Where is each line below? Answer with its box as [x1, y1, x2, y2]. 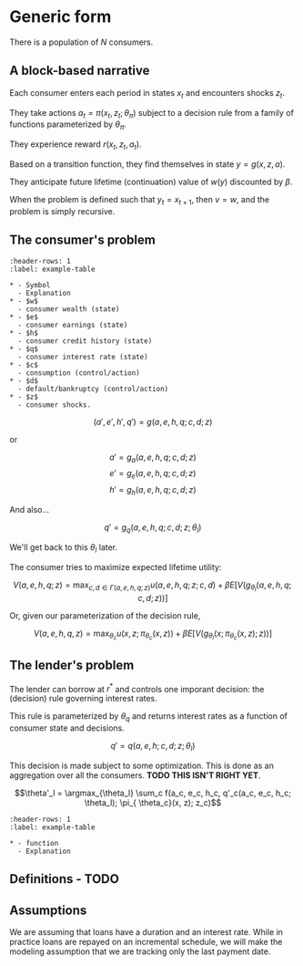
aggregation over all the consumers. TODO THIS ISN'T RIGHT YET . [9, 769, 261, 781]
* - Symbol [9, 280, 51, 289]
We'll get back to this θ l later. [9, 541, 118, 555]
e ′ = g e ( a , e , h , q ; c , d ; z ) [109, 468, 197, 481]
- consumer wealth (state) [17, 304, 120, 314]
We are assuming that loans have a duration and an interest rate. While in [9, 927, 284, 938]
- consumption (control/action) [17, 368, 141, 378]
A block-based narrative [9, 63, 150, 78]
